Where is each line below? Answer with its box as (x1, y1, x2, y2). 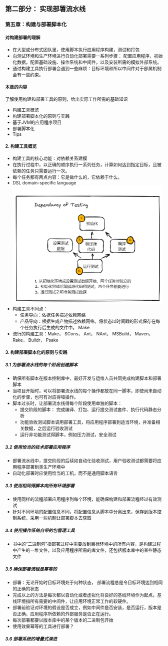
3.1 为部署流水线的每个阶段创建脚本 (5, 361, 78, 367)
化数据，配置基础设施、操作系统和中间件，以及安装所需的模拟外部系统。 (12, 59, 161, 65)
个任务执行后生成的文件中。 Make (19, 324, 90, 330)
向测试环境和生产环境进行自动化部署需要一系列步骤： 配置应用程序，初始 (12, 53, 163, 59)
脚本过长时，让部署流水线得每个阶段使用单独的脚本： (12, 400, 122, 406)
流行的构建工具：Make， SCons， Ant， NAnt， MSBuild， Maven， (12, 330, 153, 337)
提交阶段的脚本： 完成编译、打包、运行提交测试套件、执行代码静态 (19, 406, 157, 412)
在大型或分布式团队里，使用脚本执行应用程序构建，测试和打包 (12, 47, 140, 53)
